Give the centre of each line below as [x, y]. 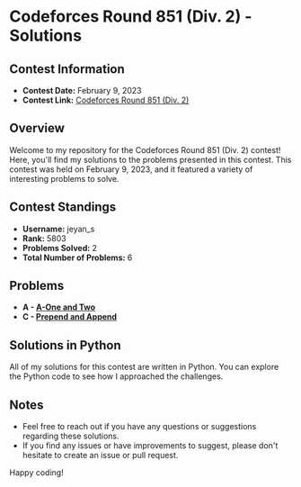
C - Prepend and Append [70, 317]
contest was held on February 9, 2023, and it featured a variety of [131, 169]
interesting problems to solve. [64, 178]
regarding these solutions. [71, 436]
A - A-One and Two [59, 307]
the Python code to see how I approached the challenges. [116, 376]
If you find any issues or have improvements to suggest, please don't [150, 446]
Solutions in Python [65, 345]
